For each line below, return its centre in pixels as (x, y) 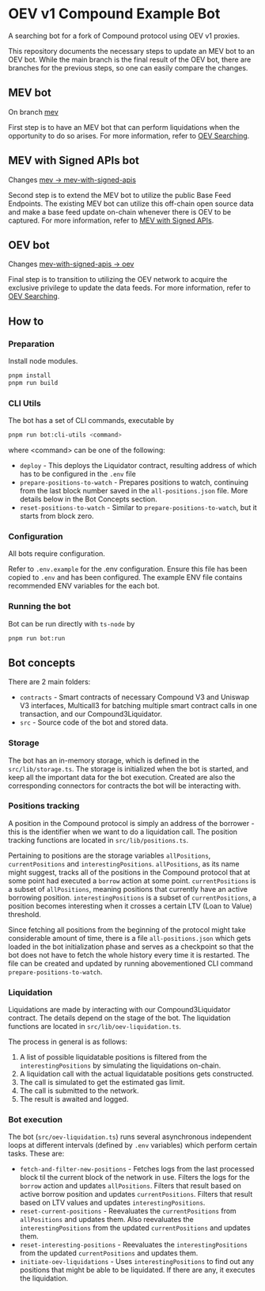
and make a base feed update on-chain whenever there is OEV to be (120, 211)
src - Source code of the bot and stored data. (94, 722)
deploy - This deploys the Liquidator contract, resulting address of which (138, 465)
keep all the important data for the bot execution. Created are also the (122, 777)
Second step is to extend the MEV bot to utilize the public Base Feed (120, 195)
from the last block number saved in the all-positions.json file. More (134, 490)
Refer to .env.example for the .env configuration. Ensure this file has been (128, 569)
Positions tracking (44, 806)
